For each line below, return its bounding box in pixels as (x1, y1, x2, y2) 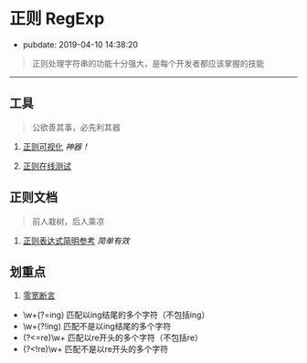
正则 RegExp (9, 8, 105, 29)
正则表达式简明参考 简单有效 (22, 234, 130, 246)
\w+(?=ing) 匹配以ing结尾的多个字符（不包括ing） (22, 309, 210, 320)
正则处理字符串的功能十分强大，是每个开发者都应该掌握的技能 (31, 57, 265, 68)
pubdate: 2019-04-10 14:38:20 (22, 38, 139, 50)
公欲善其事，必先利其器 (31, 121, 121, 132)
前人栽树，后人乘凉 (31, 215, 105, 226)
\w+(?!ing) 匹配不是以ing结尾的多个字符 (22, 321, 172, 332)
